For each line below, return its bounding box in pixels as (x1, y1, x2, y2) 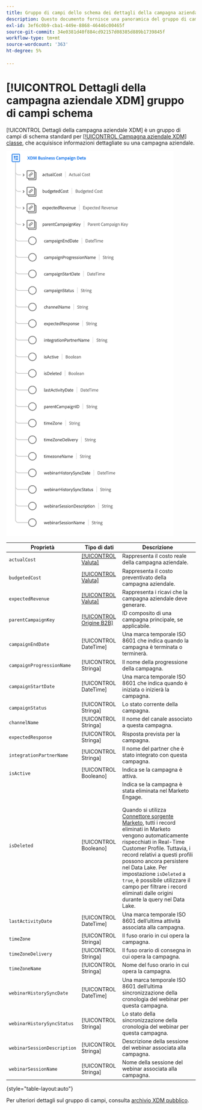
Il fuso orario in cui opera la (122, 932, 190, 939)
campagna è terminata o (122, 643, 183, 651)
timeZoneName (8, 966, 41, 972)
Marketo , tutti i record (122, 819, 176, 826)
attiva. (122, 772, 138, 780)
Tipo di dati (85, 544, 114, 551)
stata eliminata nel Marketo (122, 787, 189, 795)
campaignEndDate (8, 641, 50, 647)
